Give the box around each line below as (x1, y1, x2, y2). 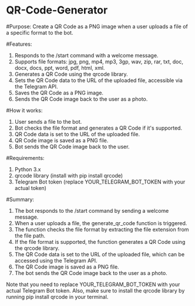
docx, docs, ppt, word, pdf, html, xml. (14, 64, 105, 71)
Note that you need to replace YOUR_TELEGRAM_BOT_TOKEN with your (6, 281, 180, 288)
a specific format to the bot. (6, 29, 73, 36)
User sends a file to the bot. (14, 118, 82, 125)
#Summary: (6, 196, 34, 203)
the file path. (14, 232, 46, 239)
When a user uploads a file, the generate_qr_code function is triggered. (14, 219, 187, 226)
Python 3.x (14, 165, 41, 173)
